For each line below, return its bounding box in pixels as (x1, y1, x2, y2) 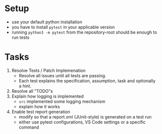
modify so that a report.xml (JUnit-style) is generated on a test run (18, 114, 152, 119)
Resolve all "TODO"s (11, 88, 53, 94)
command (18, 124, 39, 130)
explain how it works (18, 103, 60, 109)
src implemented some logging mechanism (18, 98, 105, 104)
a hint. (18, 83, 32, 89)
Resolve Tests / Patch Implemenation (11, 67, 86, 73)
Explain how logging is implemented (11, 93, 84, 99)
